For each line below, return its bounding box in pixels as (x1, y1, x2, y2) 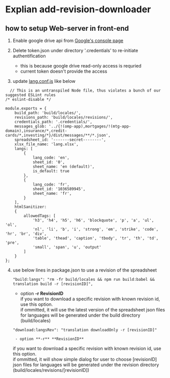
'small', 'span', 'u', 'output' (32, 244, 102, 250)
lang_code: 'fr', (32, 182, 70, 187)
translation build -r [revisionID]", (12, 281, 93, 286)
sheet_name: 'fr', (32, 191, 72, 196)
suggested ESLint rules (5, 93, 56, 98)
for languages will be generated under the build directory (20, 312, 140, 318)
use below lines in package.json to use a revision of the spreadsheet (12, 267, 157, 273)
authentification (12, 53, 46, 59)
